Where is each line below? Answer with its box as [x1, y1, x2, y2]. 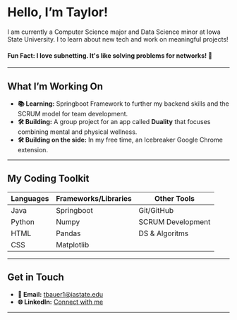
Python [11, 216, 35, 226]
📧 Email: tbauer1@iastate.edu [17, 290, 104, 298]
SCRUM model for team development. [17, 109, 128, 118]
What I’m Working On [7, 80, 104, 92]
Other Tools [154, 193, 195, 203]
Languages [11, 193, 49, 203]
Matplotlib [56, 240, 90, 250]
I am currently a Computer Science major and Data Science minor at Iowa [7, 27, 221, 36]
